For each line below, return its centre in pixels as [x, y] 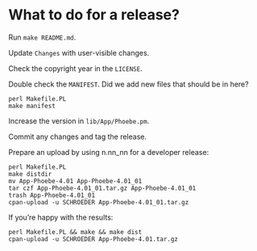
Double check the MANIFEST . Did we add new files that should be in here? [128, 84]
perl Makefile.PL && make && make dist [75, 232]
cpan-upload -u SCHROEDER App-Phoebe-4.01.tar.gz [93, 239]
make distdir [30, 174]
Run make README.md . [42, 37]
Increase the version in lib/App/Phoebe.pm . [79, 121]
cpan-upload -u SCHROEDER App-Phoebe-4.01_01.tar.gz [99, 202]
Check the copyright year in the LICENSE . [75, 68]
